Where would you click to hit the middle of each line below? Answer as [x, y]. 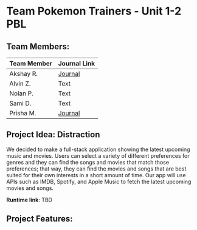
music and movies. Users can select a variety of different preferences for [98, 155]
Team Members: [38, 46]
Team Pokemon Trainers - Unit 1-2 [94, 11]
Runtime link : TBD [29, 200]
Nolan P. [21, 93]
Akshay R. [24, 74]
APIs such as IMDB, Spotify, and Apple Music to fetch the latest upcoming [99, 181]
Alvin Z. [20, 83]
